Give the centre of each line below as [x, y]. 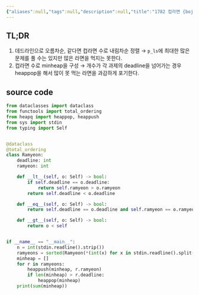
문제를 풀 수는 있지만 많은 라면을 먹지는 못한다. [68, 58]
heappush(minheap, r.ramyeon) [65, 269]
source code [30, 92]
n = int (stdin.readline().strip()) [61, 247]
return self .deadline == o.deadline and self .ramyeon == [99, 210]
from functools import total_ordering [54, 112]
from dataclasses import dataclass [50, 106]
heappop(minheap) [59, 281]
